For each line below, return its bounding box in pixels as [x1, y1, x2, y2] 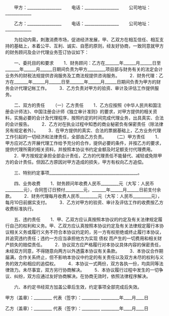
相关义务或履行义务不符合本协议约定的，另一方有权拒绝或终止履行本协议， [9, 229, 164, 235]
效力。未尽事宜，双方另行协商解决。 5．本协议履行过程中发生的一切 [9, 267, 159, 273]
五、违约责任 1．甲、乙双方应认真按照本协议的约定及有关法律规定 [14, 217, 158, 222]
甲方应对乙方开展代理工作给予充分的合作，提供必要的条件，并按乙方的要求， [5, 140, 164, 146]
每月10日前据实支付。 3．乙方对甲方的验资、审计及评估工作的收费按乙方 [5, 199, 164, 205]
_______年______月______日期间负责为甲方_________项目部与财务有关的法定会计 [5, 66, 163, 72]
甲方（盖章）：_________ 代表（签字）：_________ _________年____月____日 [5, 295, 149, 300]
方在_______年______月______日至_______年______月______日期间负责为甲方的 [5, 79, 157, 85]
